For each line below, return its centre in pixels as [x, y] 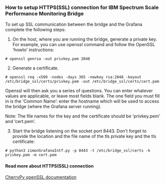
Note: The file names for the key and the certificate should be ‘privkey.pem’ [83, 116]
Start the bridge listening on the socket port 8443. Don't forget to [80, 131]
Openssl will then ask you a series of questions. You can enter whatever [79, 91]
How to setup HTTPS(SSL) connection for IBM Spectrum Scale [82, 7]
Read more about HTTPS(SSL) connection [49, 166]
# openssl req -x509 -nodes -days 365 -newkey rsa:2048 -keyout [73, 77]
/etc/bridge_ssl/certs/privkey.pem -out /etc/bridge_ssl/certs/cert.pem [82, 82]
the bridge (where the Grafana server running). [53, 107]
